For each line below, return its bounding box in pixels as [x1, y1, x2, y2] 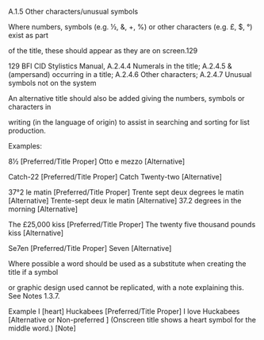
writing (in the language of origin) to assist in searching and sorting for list [8, 118, 250, 126]
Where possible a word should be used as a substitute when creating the [8, 259, 247, 269]
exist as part [8, 31, 49, 40]
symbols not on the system [8, 79, 97, 87]
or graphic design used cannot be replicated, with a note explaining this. [8, 283, 244, 292]
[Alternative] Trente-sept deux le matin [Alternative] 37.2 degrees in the [8, 196, 242, 205]
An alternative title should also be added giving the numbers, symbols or [8, 94, 245, 102]
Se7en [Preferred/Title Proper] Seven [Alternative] [8, 244, 172, 253]
